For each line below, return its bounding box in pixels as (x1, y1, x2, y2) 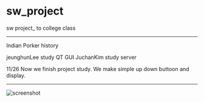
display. (6, 72, 26, 79)
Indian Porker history (6, 41, 59, 49)
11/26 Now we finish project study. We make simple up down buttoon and (6, 65, 189, 72)
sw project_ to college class (6, 24, 76, 32)
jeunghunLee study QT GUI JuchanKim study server (6, 53, 137, 61)
